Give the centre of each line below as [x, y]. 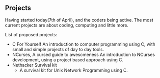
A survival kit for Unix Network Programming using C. [74, 70]
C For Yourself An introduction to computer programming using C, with [84, 44]
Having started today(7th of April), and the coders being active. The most [79, 20]
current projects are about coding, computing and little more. [67, 25]
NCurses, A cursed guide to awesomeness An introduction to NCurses [83, 54]
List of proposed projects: [31, 34]
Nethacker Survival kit [35, 65]
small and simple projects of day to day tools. [58, 49]
